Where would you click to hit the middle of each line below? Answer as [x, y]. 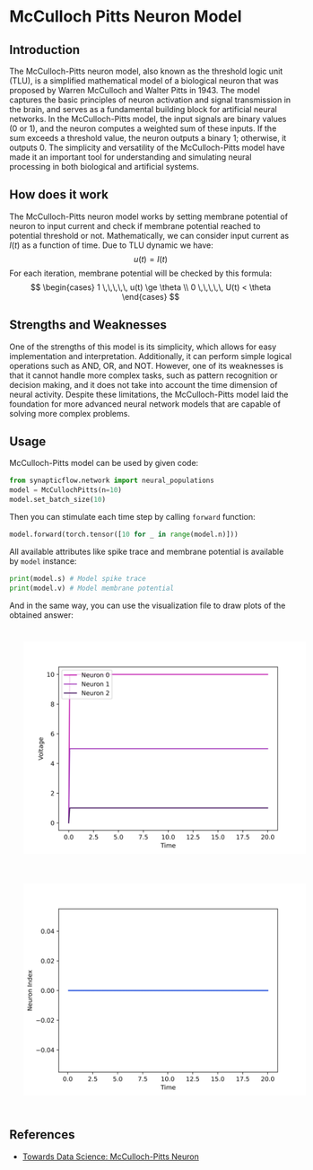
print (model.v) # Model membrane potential [92, 588]
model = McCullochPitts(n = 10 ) [66, 490]
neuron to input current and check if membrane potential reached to [135, 225]
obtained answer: [42, 615]
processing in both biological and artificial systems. [104, 167]
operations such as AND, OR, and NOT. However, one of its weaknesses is [147, 365]
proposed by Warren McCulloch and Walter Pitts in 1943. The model [135, 90]
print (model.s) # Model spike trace [78, 578]
